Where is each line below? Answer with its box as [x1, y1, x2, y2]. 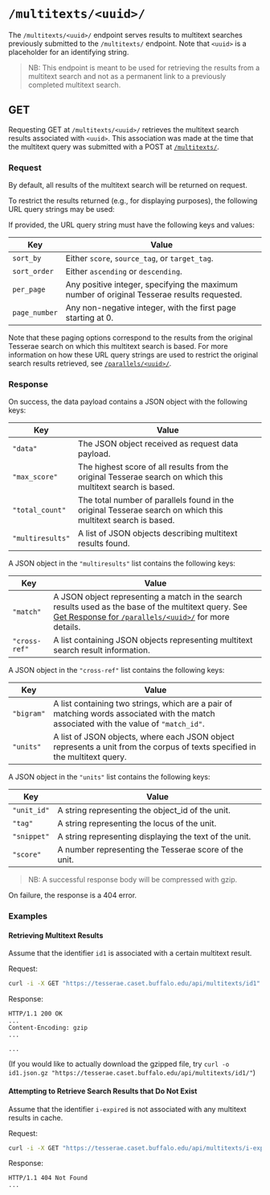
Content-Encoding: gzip [8, 1024, 88, 1032]
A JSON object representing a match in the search [53, 591, 243, 603]
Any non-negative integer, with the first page [65, 302, 237, 313]
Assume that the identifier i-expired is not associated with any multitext [8, 1104, 247, 1114]
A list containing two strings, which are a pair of [53, 698, 233, 709]
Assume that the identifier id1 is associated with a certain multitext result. [8, 948, 252, 958]
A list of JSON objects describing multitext [77, 528, 239, 539]
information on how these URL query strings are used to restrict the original [8, 350, 259, 360]
